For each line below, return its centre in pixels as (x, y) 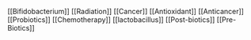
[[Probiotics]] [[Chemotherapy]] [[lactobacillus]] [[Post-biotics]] (111, 20)
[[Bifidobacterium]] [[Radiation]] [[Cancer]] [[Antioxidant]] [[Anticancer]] (126, 11)
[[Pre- (226, 20)
